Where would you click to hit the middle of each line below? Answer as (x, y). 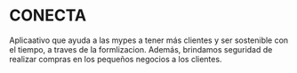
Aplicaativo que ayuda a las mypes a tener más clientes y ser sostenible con (149, 40)
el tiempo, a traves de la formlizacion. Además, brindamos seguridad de (141, 49)
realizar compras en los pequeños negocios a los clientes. (116, 59)
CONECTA (48, 16)
